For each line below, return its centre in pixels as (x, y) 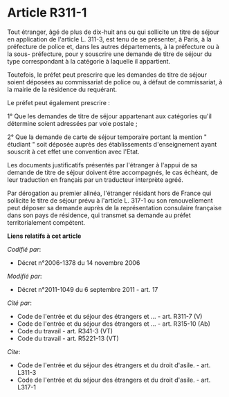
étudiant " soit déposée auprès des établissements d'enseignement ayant (112, 144)
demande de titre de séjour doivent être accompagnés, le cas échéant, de (112, 172)
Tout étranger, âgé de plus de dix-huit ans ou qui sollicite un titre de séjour (113, 32)
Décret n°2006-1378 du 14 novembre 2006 (79, 262)
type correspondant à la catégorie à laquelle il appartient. (89, 61)
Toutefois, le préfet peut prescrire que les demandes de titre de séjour (107, 75)
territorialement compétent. (46, 222)
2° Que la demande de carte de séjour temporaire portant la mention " (107, 137)
